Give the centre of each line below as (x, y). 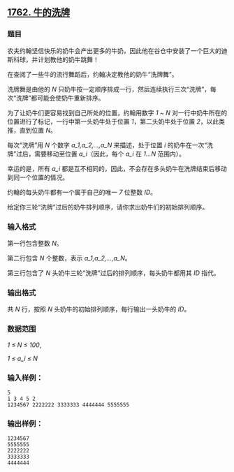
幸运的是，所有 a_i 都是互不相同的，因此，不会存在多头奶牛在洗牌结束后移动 (117, 168)
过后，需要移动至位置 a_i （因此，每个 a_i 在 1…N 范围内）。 (101, 154)
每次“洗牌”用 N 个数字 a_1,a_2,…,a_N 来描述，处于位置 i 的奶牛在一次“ (107, 145)
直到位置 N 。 (38, 130)
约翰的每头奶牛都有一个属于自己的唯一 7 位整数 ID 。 (82, 192)
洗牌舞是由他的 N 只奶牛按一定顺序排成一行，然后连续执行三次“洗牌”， (109, 89)
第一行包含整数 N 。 (35, 243)
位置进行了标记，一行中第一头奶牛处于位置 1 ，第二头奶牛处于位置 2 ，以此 (113, 121)
